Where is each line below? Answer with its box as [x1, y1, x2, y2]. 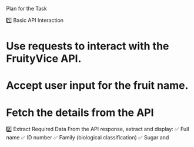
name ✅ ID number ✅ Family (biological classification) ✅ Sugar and [6, 134, 169, 141]
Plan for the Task [6, 5, 47, 12]
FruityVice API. [6, 52, 82, 65]
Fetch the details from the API [6, 106, 154, 119]
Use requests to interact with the [6, 39, 169, 53]
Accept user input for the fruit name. [6, 79, 189, 92]
